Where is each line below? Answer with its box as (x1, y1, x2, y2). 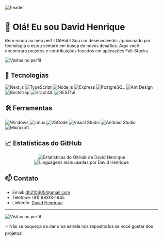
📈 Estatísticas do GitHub (5, 139, 82, 147)
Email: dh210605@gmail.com (12, 190, 70, 195)
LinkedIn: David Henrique (12, 200, 63, 206)
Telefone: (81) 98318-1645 (12, 194, 65, 201)
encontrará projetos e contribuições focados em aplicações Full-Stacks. (5, 48, 149, 53)
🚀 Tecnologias (5, 71, 49, 80)
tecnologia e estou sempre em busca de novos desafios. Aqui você (5, 43, 140, 48)
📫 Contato (5, 174, 39, 182)
